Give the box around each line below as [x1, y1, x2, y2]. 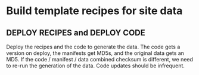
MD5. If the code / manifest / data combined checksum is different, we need [6, 56, 194, 63]
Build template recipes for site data [6, 4, 183, 18]
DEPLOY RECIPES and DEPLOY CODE [6, 28, 145, 38]
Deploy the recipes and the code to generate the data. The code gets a [6, 43, 181, 50]
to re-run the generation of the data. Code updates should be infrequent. [6, 62, 185, 69]
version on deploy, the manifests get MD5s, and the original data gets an [6, 50, 185, 57]
